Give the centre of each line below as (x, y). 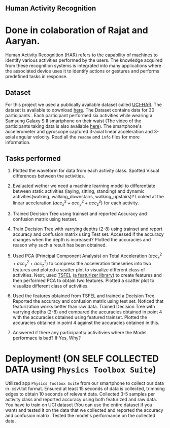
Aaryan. (23, 41)
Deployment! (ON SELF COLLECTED (82, 358)
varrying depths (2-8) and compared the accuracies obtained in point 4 (87, 312)
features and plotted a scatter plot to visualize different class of (79, 270)
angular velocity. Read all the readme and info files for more (78, 137)
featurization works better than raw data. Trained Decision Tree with (84, 307)
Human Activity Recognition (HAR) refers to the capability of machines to (82, 55)
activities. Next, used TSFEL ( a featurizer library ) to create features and (87, 275)
